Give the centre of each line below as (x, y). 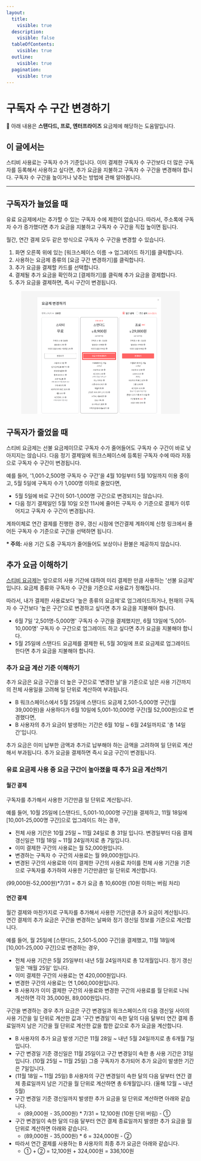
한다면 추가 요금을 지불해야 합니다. (55, 651)
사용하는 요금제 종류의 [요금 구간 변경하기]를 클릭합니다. (80, 260)
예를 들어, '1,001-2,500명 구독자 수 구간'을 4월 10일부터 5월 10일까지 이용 (92, 476)
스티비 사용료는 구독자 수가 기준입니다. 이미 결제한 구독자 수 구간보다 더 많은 (95, 163)
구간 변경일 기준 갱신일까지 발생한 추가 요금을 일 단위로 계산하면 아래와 (97, 1098)
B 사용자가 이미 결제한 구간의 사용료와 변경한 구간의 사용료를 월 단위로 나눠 (102, 990)
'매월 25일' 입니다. (48, 968)
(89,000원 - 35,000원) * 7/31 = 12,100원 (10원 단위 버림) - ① (97, 1113)
